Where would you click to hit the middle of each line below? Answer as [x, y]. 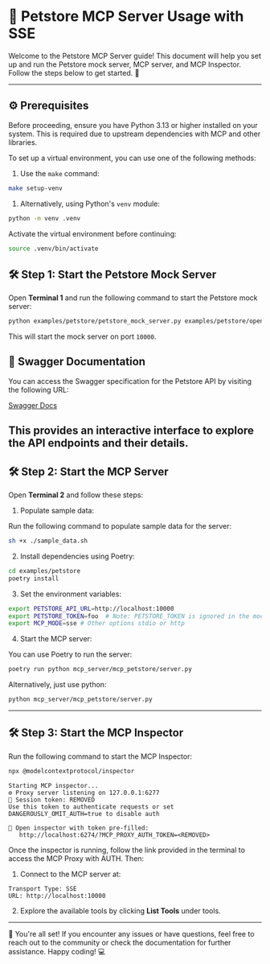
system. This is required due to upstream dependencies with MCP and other [135, 134]
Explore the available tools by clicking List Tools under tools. [120, 910]
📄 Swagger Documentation [77, 362]
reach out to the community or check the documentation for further [120, 942]
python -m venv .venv [45, 218]
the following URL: [39, 389]
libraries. [23, 142]
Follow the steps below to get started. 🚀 [74, 72]
